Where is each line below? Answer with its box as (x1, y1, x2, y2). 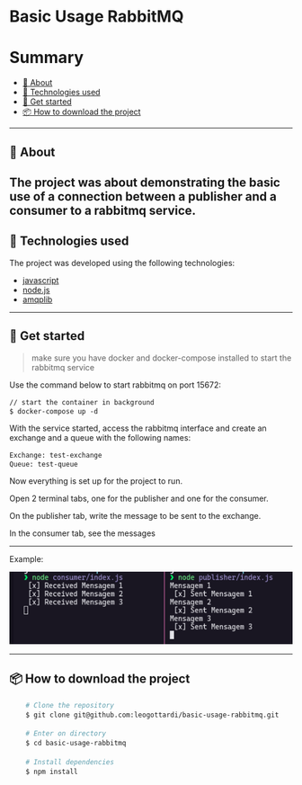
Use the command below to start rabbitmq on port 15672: (9, 379, 222, 390)
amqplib (22, 294, 53, 305)
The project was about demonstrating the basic (9, 174, 280, 190)
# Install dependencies (25, 758, 115, 767)
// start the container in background (9, 397, 155, 406)
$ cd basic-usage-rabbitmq (25, 739, 127, 748)
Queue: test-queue (9, 459, 78, 468)
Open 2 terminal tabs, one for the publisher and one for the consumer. (9, 493, 270, 504)
